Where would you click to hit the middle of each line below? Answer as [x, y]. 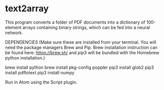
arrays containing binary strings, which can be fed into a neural [86, 27]
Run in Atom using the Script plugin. [41, 82]
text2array [27, 9]
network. [14, 32]
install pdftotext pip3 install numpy [40, 72]
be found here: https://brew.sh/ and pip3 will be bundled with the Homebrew [82, 53]
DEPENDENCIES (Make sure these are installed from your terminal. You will [81, 42]
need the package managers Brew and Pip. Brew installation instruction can [81, 47]
